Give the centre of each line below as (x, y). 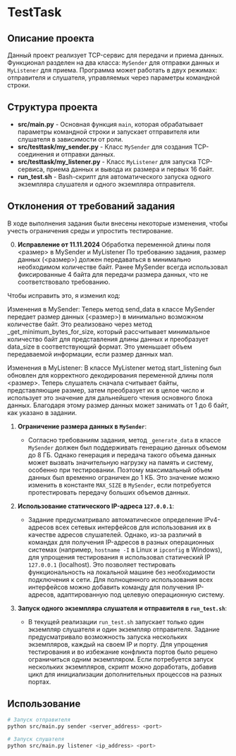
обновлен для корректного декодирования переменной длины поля (110, 375)
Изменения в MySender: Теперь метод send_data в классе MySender (111, 309)
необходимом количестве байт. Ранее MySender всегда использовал (122, 267)
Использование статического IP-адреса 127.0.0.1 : (96, 506)
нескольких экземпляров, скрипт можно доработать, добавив (122, 667)
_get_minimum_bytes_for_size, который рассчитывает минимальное (109, 331)
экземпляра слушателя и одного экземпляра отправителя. (106, 184)
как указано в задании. (42, 412)
